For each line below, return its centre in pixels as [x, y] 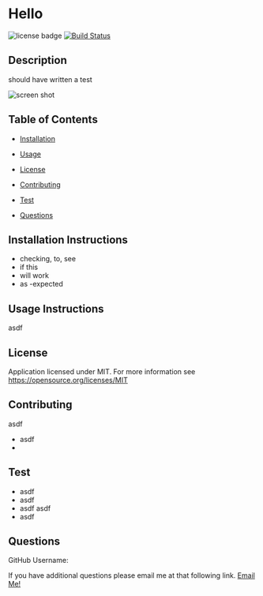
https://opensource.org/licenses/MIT [68, 380]
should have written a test [50, 79]
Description [38, 60]
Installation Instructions [68, 240]
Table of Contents [53, 120]
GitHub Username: [38, 560]
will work [34, 276]
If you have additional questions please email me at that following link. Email [131, 575]
